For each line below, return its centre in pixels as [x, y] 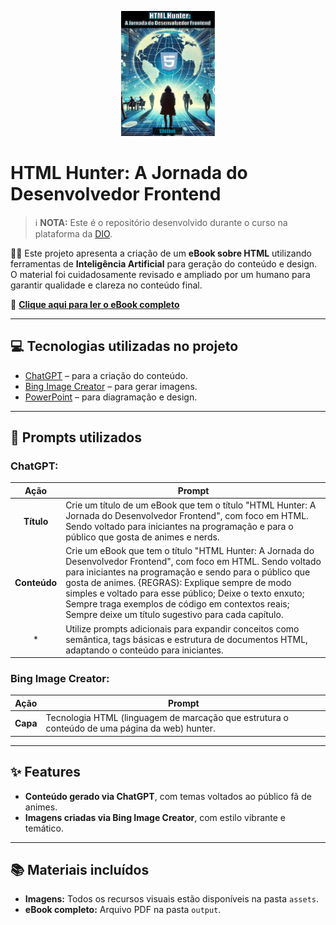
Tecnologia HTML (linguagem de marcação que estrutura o [167, 718]
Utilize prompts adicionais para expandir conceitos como [182, 628]
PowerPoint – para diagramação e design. [111, 397]
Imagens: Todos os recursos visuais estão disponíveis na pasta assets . [172, 899]
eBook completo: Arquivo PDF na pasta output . [123, 910]
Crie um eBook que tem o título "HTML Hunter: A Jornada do [190, 551]
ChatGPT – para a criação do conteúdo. [106, 375]
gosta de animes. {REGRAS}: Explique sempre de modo [178, 583]
